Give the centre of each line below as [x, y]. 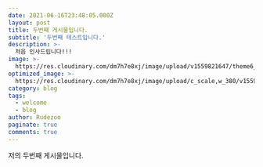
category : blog [33, 88]
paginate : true [33, 125]
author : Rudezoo [34, 118]
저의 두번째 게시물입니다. [46, 155]
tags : [17, 96]
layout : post [29, 23]
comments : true [33, 132]
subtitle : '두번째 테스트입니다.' [57, 37]
